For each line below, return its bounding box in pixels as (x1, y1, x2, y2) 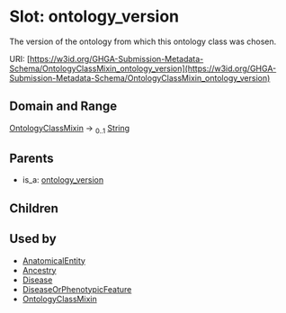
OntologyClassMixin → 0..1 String (9, 122, 130, 136)
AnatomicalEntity (22, 255, 85, 266)
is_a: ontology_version (22, 174, 104, 185)
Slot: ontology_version (9, 6, 180, 27)
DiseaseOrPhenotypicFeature (22, 283, 132, 294)
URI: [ (9, 53, 31, 64)
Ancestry (22, 264, 57, 275)
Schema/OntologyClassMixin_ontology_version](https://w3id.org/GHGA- (9, 63, 277, 74)
